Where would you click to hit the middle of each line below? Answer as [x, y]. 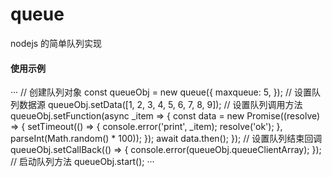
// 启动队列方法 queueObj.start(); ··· [82, 162]
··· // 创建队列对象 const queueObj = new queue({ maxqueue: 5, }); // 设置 [161, 92]
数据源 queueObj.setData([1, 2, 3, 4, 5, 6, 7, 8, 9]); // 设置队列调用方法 [160, 105]
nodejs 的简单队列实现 [56, 43]
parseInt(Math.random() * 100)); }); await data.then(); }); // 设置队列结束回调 [166, 139]
